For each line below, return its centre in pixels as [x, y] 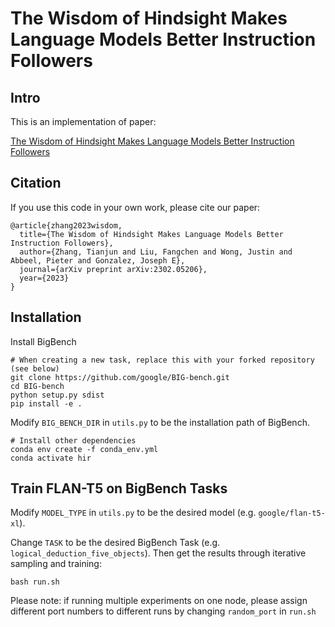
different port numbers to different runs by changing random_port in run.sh [163, 611]
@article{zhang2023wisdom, [66, 225]
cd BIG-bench [37, 386]
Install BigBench [43, 341]
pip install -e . [46, 403]
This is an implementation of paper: [83, 121]
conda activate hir [51, 458]
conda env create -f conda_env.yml [84, 449]
